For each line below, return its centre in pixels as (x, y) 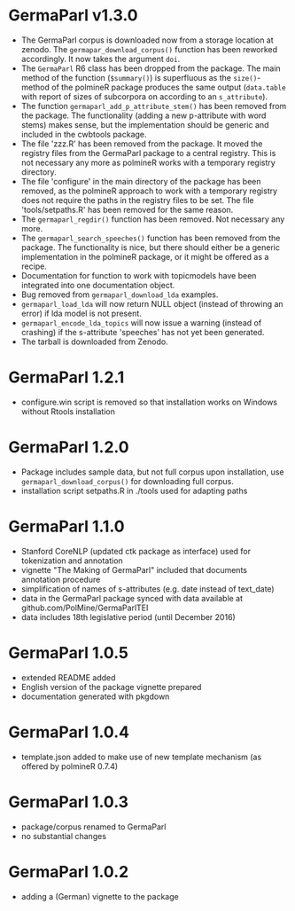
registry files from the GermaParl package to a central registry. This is (148, 153)
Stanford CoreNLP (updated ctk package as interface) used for (136, 551)
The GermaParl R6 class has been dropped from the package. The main (151, 68)
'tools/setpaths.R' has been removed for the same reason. (127, 209)
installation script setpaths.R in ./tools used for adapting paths (134, 491)
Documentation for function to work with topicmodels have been (139, 275)
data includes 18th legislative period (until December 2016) (128, 616)
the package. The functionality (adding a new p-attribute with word (144, 115)
